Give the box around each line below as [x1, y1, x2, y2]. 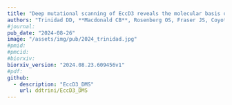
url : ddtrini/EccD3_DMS [19, 87, 88, 94]
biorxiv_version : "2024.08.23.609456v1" [7, 61, 126, 68]
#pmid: [7, 42, 26, 49]
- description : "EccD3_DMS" [13, 81, 95, 88]
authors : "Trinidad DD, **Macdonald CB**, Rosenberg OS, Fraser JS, [7, 17, 209, 23]
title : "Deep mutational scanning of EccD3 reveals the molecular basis [7, 10, 221, 17]
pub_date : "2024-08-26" [7, 29, 76, 37]
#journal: [7, 23, 36, 30]
